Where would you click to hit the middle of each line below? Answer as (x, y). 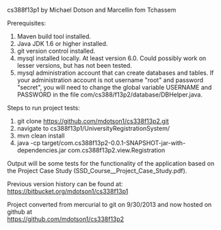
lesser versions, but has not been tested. (74, 65)
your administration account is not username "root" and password (110, 80)
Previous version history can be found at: (65, 184)
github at (20, 212)
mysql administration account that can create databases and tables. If (115, 73)
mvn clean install (41, 136)
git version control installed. (56, 51)
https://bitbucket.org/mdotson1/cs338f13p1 (68, 191)
